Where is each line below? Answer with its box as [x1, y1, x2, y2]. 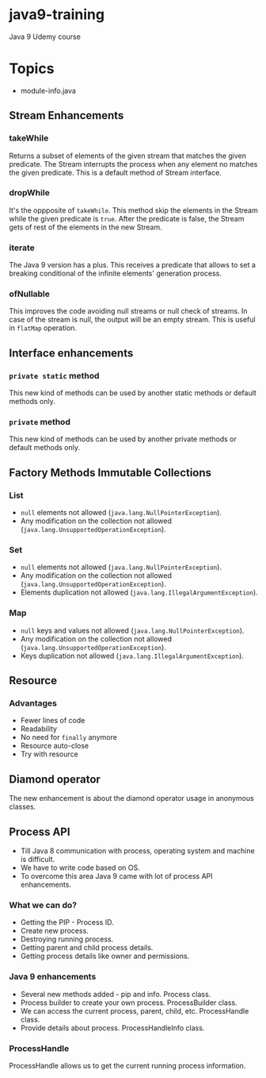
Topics [9, 60, 55, 78]
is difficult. [20, 855, 55, 864]
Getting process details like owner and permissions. [20, 951, 190, 961]
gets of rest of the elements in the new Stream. [9, 222, 162, 232]
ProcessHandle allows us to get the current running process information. [9, 1061, 246, 1070]
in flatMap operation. [9, 323, 78, 333]
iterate [9, 242, 35, 253]
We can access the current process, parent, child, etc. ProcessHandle [20, 1006, 249, 1015]
